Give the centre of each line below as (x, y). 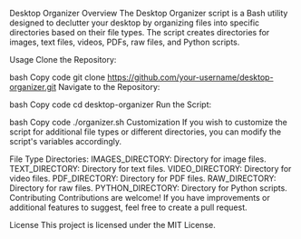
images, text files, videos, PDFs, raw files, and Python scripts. (125, 42)
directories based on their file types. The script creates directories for (140, 32)
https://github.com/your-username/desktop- (190, 77)
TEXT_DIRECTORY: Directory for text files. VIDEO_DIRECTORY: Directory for (150, 169)
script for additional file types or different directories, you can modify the (146, 132)
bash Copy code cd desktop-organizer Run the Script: (110, 105)
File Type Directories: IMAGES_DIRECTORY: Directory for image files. (138, 159)
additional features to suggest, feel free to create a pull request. (128, 207)
